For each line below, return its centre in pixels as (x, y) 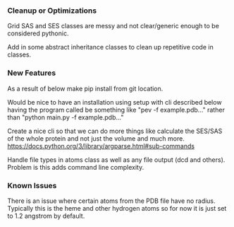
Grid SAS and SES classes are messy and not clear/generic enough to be (113, 26)
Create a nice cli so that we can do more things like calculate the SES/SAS (115, 131)
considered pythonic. (38, 33)
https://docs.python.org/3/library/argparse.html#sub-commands (101, 146)
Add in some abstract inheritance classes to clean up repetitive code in (110, 47)
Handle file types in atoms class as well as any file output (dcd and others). (116, 159)
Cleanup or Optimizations (52, 11)
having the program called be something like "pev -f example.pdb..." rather (116, 110)
